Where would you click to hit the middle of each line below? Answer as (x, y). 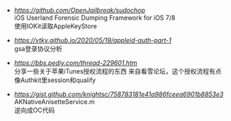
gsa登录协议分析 (38, 48)
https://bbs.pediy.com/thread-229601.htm (75, 63)
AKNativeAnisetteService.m (54, 102)
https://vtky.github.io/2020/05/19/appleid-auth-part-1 (92, 40)
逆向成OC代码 (34, 110)
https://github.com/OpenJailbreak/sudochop (79, 10)
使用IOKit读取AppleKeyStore (55, 26)
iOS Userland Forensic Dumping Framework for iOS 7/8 (95, 18)
